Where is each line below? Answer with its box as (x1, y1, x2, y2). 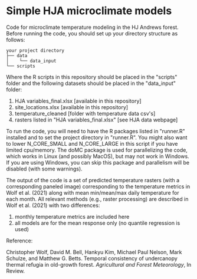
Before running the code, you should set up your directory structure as (6, 29, 178, 37)
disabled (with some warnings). (6, 165, 83, 172)
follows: (6, 36, 25, 43)
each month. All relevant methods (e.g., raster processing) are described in (6, 195, 189, 202)
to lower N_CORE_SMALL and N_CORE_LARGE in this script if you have (6, 140, 178, 147)
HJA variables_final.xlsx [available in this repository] (14, 97, 142, 104)
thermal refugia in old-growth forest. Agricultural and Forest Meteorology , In (6, 261, 192, 268)
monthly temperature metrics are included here (14, 213, 130, 220)
